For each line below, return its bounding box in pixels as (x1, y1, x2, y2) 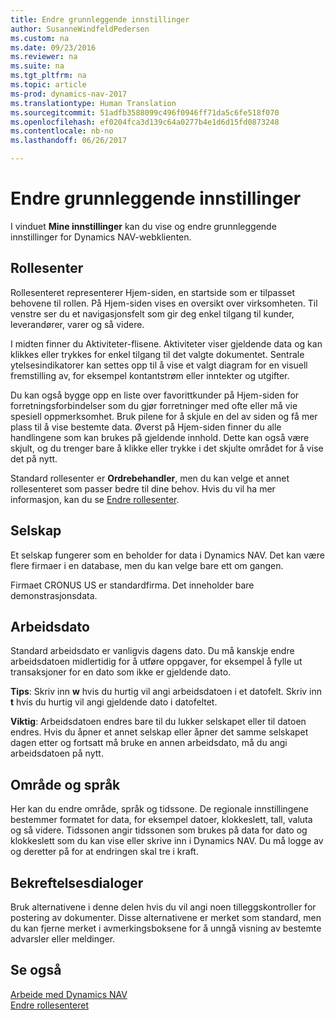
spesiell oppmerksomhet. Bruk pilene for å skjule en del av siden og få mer (10, 410, 318, 422)
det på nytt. (10, 452, 58, 465)
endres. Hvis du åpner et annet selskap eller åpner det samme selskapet (10, 726, 309, 738)
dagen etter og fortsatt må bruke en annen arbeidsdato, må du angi (10, 737, 288, 749)
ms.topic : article (10, 80, 87, 90)
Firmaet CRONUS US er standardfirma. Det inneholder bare (10, 579, 255, 591)
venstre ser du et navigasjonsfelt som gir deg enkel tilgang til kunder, (10, 307, 295, 320)
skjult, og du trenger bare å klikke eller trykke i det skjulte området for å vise (10, 442, 324, 454)
